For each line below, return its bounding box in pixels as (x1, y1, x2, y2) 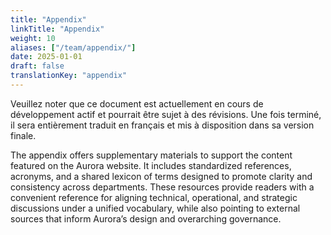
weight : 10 (10, 33, 56, 43)
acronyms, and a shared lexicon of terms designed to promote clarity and (10, 170, 313, 182)
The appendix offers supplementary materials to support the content (10, 149, 293, 161)
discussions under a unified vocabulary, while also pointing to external (10, 202, 301, 214)
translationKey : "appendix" (10, 71, 128, 81)
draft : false (10, 61, 65, 71)
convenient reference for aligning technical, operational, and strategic (10, 191, 298, 203)
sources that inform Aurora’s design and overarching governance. (10, 212, 282, 225)
